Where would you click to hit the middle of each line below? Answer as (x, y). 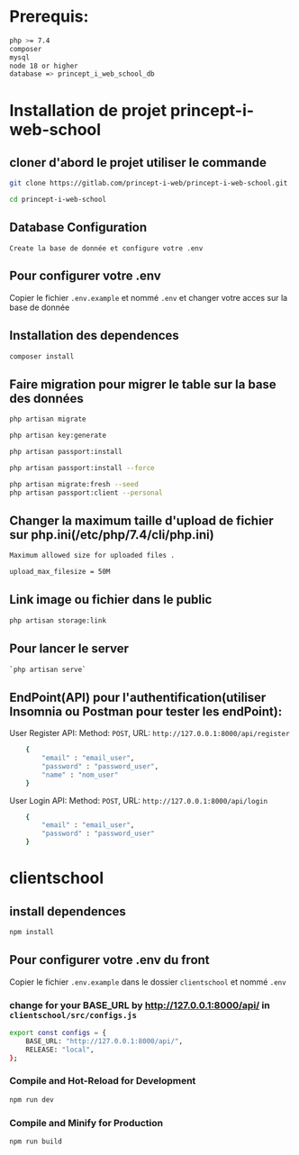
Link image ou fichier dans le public (111, 600)
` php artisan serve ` (48, 669)
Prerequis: (49, 17)
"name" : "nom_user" (80, 775)
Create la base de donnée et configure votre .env (106, 248)
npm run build (36, 1141)
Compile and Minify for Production (86, 1123)
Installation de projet (88, 110)
